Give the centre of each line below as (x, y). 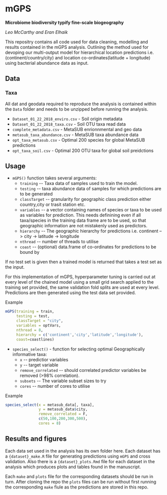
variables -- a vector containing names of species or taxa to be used (91, 210)
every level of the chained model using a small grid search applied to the (80, 282)
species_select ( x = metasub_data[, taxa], (50, 405)
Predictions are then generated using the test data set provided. (71, 293)
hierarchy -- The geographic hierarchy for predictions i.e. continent (89, 231)
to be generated (36, 194)
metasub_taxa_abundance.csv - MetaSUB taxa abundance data (75, 135)
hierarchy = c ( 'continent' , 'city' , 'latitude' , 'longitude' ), (80, 334)
